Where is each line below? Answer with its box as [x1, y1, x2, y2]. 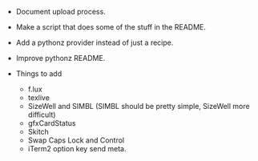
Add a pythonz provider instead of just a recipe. [15, 38, 174, 47]
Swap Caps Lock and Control [27, 135, 125, 145]
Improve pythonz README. [15, 54, 106, 62]
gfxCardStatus [27, 119, 76, 127]
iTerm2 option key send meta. [27, 144, 127, 153]
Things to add [15, 69, 62, 78]
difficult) [27, 110, 56, 119]
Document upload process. [15, 7, 106, 16]
